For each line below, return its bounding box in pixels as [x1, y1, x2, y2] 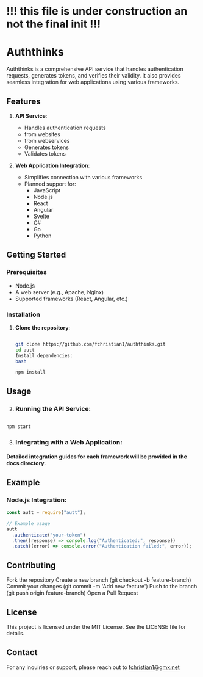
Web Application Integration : [15, 162, 90, 169]
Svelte [33, 212, 50, 220]
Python [33, 232, 52, 239]
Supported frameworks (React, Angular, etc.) [15, 295, 128, 302]
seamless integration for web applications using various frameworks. [6, 78, 180, 86]
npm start [6, 423, 32, 430]
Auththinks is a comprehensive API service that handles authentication [6, 65, 184, 73]
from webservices [24, 137, 70, 144]
